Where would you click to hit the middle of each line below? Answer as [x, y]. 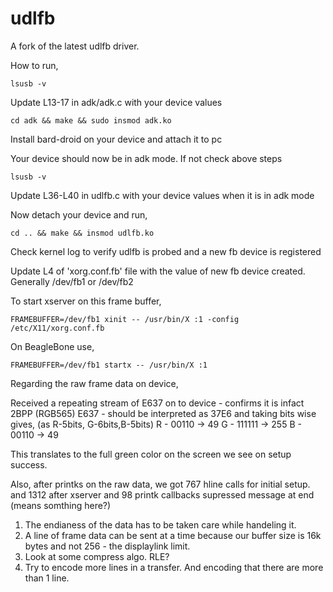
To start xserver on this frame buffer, [86, 301]
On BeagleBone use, [52, 346]
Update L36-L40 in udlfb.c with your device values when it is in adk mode [162, 195]
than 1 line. [47, 578]
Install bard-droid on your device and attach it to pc [116, 139]
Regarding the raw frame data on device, [94, 383]
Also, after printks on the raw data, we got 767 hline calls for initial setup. [160, 484]
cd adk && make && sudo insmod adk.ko [91, 120]
